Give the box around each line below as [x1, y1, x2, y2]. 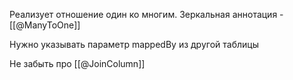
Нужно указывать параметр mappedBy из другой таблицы [9, 39, 259, 50]
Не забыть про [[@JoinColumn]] [9, 58, 146, 69]
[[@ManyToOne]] [9, 19, 81, 31]
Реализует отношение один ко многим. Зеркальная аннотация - [9, 9, 284, 20]
